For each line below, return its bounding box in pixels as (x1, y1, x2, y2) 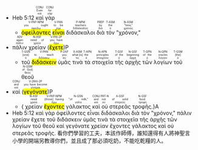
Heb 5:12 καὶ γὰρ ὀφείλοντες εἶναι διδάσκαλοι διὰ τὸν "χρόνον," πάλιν (12, 109, 193, 117)
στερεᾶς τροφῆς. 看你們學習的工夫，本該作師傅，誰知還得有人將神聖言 (12, 129, 191, 137)
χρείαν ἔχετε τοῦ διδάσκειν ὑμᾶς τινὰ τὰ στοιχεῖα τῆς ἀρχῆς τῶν (12, 116, 177, 123)
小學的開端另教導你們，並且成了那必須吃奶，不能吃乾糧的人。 (12, 137, 167, 144)
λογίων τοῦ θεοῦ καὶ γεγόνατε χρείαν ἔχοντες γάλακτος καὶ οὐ (12, 122, 174, 129)
